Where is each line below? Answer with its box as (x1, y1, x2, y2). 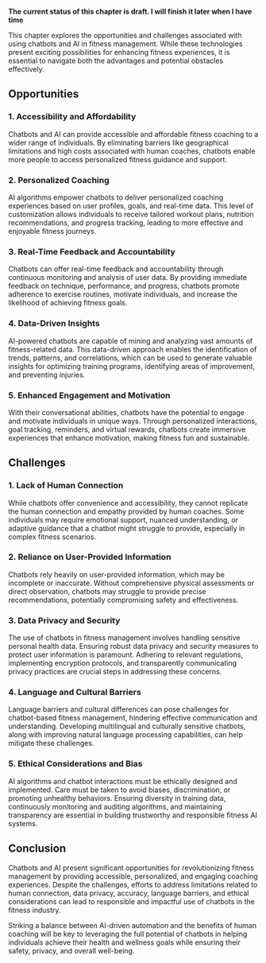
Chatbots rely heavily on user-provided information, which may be (8, 569, 225, 579)
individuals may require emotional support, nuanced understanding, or (8, 515, 239, 524)
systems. (8, 818, 38, 828)
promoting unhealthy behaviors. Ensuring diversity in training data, (8, 793, 226, 802)
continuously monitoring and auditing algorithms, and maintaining (8, 802, 223, 811)
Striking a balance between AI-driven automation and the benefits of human (8, 920, 256, 930)
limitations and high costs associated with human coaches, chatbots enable (8, 146, 256, 156)
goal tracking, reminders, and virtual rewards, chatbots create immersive (8, 425, 246, 434)
